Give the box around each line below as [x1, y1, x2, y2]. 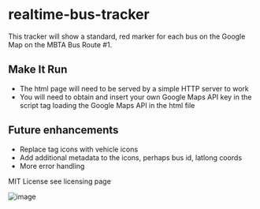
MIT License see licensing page [8, 176, 112, 186]
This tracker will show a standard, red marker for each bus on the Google [8, 32, 246, 41]
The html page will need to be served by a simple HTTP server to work [19, 84, 250, 93]
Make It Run [8, 63, 68, 77]
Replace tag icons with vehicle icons [19, 144, 139, 154]
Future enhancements [8, 124, 119, 137]
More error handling [19, 161, 85, 170]
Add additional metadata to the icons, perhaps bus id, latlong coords [19, 152, 243, 162]
